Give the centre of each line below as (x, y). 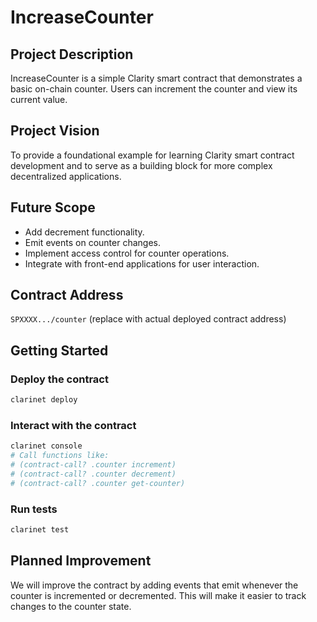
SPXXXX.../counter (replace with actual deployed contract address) (148, 319)
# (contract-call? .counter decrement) (93, 474)
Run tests (34, 509)
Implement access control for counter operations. (127, 253)
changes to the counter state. (71, 606)
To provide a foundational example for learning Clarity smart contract (152, 155)
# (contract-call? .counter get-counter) (98, 483)
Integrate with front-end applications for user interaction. (142, 263)
